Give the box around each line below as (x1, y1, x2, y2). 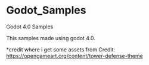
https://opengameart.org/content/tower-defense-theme (6, 52, 143, 59)
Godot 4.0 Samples (6, 23, 54, 30)
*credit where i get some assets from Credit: (6, 45, 115, 53)
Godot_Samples (6, 4, 86, 17)
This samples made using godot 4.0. (6, 34, 95, 41)
